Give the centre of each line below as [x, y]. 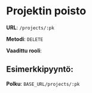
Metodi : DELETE [25, 39]
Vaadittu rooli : [24, 50]
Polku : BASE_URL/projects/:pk [43, 83]
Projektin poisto [46, 11]
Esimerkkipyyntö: [40, 69]
